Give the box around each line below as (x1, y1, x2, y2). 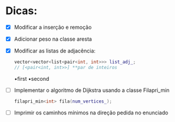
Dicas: (5, 4, 38, 18)
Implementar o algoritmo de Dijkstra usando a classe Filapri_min (14, 87, 170, 94)
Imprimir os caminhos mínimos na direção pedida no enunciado (14, 109, 169, 116)
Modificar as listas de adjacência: (14, 47, 95, 54)
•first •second (14, 75, 49, 82)
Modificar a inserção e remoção (14, 24, 92, 31)
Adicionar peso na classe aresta (14, 35, 93, 42)
